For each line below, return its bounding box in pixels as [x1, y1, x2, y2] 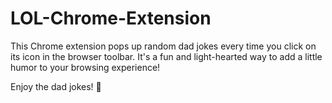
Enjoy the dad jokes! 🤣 [10, 80, 102, 92]
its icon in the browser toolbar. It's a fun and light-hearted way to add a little [10, 50, 323, 62]
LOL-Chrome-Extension [10, 7, 212, 30]
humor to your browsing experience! [10, 61, 161, 73]
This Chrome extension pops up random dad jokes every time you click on [10, 40, 317, 52]
